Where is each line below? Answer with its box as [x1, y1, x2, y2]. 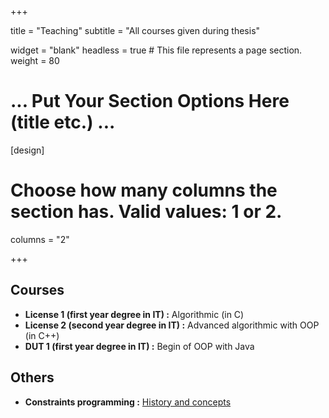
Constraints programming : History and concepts [24, 396, 232, 408]
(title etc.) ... [10, 111, 116, 134]
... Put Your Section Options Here [10, 90, 290, 113]
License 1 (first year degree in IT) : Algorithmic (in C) [24, 308, 245, 320]
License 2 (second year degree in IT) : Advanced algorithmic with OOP [24, 319, 320, 331]
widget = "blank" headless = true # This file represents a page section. [10, 44, 303, 56]
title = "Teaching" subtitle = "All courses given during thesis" [10, 25, 261, 36]
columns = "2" [10, 233, 70, 245]
